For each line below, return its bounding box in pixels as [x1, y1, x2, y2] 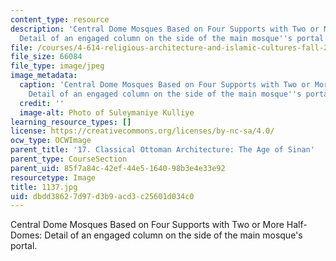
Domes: [10, 229, 43, 241]
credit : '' [19, 98, 65, 108]
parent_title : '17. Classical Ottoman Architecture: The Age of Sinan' [10, 145, 315, 155]
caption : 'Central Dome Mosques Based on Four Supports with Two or [19, 80, 311, 90]
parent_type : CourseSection [10, 154, 128, 164]
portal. [10, 240, 38, 252]
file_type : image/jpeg [10, 61, 105, 71]
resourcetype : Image [10, 172, 97, 183]
